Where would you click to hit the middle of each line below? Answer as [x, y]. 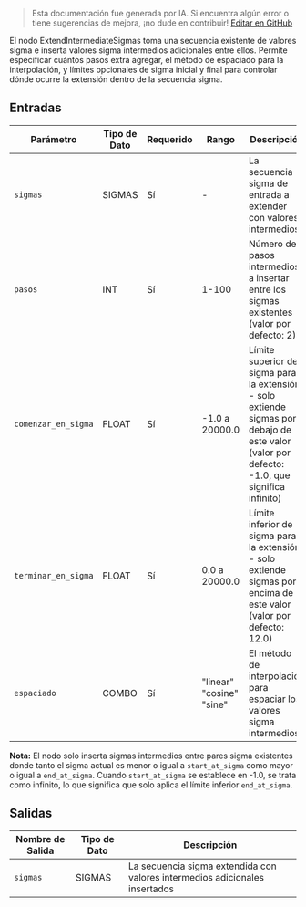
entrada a [269, 194]
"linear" [218, 682]
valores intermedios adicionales [196, 877]
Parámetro [54, 139]
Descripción [210, 845]
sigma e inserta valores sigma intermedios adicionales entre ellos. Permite [149, 50]
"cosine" [220, 693]
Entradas [36, 108]
